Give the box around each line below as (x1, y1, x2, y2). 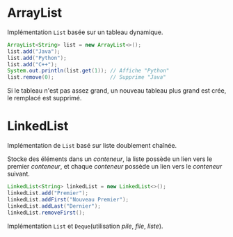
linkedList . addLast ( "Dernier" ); (7, 202, 101, 210)
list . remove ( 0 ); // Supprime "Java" (7, 74, 167, 81)
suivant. (7, 169, 30, 178)
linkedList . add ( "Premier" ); (7, 190, 89, 197)
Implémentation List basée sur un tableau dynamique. (7, 28, 163, 36)
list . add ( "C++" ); (7, 61, 58, 68)
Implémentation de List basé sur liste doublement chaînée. (7, 142, 177, 150)
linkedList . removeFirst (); (7, 209, 86, 216)
